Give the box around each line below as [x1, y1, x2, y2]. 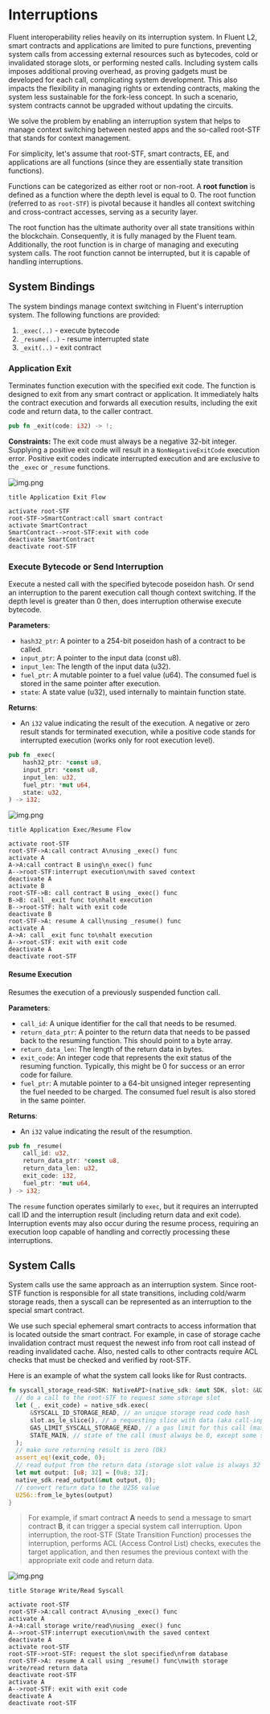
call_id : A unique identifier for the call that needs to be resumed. [19, 1018, 237, 1028]
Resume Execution [8, 969, 72, 979]
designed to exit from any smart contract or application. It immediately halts [8, 390, 259, 399]
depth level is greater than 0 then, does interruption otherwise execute [8, 596, 243, 606]
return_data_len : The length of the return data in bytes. [19, 1044, 204, 1053]
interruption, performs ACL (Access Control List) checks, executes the [27, 1539, 261, 1548]
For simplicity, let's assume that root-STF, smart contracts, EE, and [8, 149, 229, 158]
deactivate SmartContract [8, 535, 95, 543]
